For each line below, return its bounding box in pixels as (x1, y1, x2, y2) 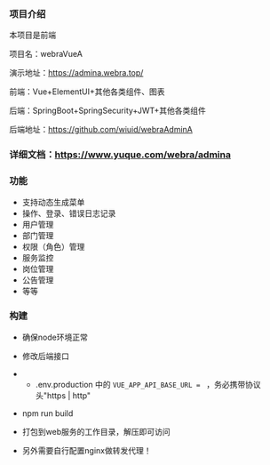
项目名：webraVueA (9, 49, 83, 60)
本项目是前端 (9, 29, 56, 41)
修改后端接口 (21, 350, 69, 361)
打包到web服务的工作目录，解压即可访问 (21, 426, 171, 437)
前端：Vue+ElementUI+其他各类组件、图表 (9, 86, 166, 97)
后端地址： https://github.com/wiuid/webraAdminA (9, 124, 193, 135)
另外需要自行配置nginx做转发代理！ (21, 445, 152, 455)
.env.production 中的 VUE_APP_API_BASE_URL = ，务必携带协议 (35, 379, 262, 389)
